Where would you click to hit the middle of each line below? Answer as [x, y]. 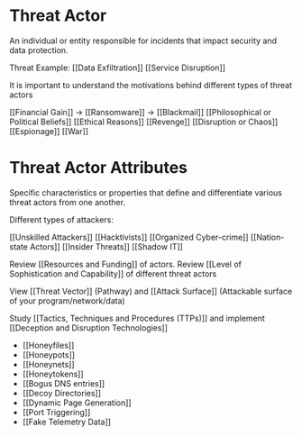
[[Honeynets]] [48, 364]
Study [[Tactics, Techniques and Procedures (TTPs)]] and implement [137, 318]
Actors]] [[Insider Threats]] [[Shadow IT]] [106, 246]
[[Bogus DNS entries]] [64, 383]
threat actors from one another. [68, 202]
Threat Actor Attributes [98, 168]
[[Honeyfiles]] [48, 345]
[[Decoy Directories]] [62, 393]
